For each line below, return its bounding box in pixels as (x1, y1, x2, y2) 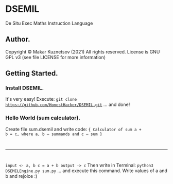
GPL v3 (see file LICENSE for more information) (5, 54, 106, 60)
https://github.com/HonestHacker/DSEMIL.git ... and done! (5, 101, 130, 108)
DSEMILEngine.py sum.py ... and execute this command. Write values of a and (5, 168, 167, 174)
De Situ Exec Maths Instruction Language (5, 20, 93, 26)
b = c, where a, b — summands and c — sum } (5, 132, 102, 137)
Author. (5, 35, 30, 44)
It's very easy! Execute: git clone (5, 96, 77, 102)
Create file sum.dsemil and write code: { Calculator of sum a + (5, 126, 142, 132)
